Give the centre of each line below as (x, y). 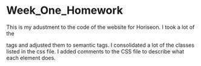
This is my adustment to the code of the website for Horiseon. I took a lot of (100, 27)
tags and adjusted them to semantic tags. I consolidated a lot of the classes (100, 45)
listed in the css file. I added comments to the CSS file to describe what (95, 51)
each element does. (31, 58)
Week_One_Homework (65, 10)
